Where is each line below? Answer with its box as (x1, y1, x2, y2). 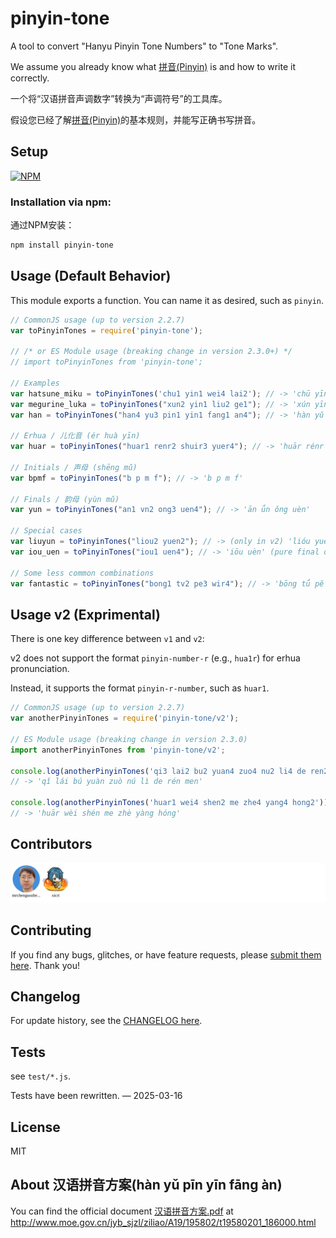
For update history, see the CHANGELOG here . (10, 1015, 203, 1027)
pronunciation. (10, 663, 70, 675)
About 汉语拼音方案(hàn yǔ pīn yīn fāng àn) (10, 1177, 283, 1194)
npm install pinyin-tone (10, 240, 114, 251)
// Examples (10, 378, 60, 388)
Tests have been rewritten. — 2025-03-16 (10, 1090, 183, 1102)
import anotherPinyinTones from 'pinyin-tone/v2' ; (10, 745, 226, 755)
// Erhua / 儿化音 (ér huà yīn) (10, 431, 141, 441)
